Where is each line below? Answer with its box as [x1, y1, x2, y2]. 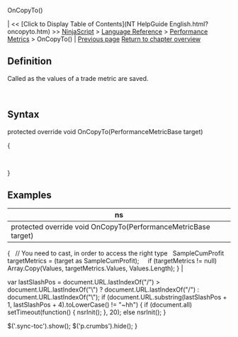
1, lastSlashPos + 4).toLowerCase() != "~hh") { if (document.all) [7, 301, 193, 309]
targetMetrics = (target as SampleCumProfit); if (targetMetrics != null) [7, 257, 217, 265]
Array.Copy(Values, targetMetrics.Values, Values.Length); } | [7, 264, 183, 272]
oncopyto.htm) [7, 28, 51, 35]
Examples [7, 189, 52, 201]
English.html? [169, 20, 209, 28]
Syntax [7, 109, 40, 121]
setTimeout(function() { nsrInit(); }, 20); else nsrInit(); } [7, 308, 166, 316]
